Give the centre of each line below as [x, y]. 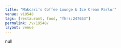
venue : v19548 [20, 14]
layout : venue [20, 28]
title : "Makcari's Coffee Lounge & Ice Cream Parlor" [61, 9]
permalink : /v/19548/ [27, 23]
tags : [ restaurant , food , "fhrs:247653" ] [48, 18]
